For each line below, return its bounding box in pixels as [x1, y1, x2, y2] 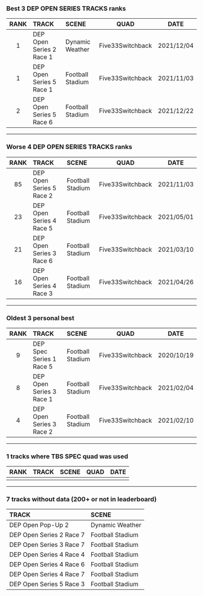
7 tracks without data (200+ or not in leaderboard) [6, 495, 157, 504]
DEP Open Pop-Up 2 [9, 521, 69, 529]
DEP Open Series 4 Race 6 [9, 560, 85, 569]
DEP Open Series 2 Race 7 [9, 531, 85, 539]
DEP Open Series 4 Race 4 [9, 551, 85, 559]
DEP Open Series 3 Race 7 [9, 541, 85, 549]
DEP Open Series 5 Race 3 [9, 580, 85, 589]
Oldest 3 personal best [6, 313, 74, 322]
